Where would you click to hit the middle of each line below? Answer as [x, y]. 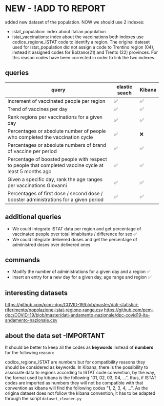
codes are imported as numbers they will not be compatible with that [74, 383]
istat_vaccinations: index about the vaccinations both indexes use [78, 37]
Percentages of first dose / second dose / [55, 193]
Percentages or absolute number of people [57, 131]
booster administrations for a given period [56, 200]
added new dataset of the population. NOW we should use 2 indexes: [75, 22]
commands [22, 260]
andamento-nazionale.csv [31, 320]
